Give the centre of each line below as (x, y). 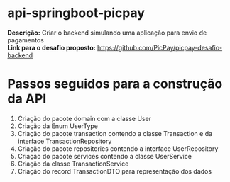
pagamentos (26, 40)
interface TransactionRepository (65, 141)
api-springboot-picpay (76, 13)
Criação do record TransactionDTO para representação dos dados (114, 171)
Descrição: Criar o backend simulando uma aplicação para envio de (107, 33)
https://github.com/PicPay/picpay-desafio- (160, 47)
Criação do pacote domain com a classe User (84, 118)
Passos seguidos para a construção (115, 84)
